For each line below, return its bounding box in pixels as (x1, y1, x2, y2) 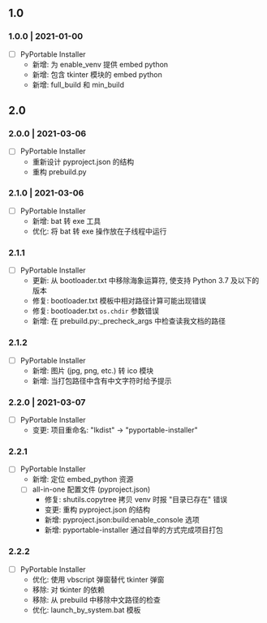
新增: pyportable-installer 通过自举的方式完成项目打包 (44, 525, 223, 535)
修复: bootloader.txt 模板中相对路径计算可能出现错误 (32, 296, 207, 306)
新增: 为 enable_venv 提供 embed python (32, 59, 169, 69)
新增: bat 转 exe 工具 (32, 216, 101, 226)
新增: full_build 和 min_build (32, 79, 124, 89)
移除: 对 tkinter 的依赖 (32, 584, 106, 595)
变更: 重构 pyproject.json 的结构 (44, 505, 151, 514)
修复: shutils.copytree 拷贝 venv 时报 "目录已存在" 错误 (44, 495, 228, 505)
